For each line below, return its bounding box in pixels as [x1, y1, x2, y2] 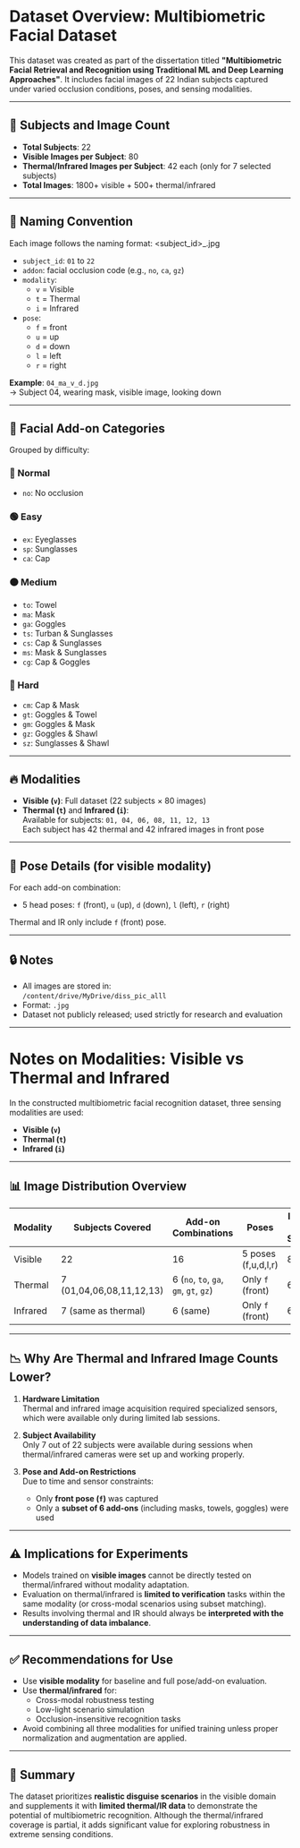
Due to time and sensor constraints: [21, 1476, 154, 1486]
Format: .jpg [21, 1000, 70, 1010]
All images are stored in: [21, 980, 112, 991]
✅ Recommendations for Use [9, 1652, 174, 1667]
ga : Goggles [21, 619, 67, 629]
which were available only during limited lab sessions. [21, 1412, 221, 1423]
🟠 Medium [9, 576, 58, 588]
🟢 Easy [9, 510, 43, 523]
